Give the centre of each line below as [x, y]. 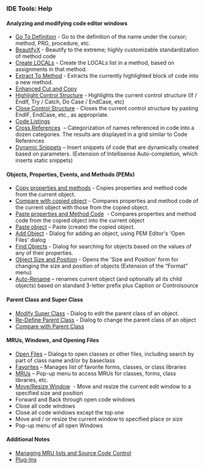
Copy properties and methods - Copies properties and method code [101, 188]
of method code [35, 56]
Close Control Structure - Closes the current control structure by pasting [107, 108]
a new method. [34, 82]
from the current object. [45, 195]
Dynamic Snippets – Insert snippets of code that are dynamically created [107, 148]
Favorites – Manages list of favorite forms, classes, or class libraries [101, 367]
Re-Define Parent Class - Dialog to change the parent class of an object [106, 320]
